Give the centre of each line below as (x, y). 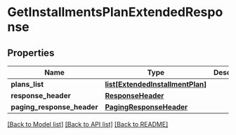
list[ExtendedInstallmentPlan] (156, 84)
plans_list (27, 84)
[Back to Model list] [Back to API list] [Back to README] (88, 124)
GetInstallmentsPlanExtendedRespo (115, 12)
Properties (31, 53)
